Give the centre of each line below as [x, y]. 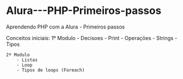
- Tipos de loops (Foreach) [51, 70]
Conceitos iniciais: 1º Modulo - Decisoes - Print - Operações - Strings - [92, 38]
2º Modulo [18, 55]
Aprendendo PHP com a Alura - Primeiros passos [65, 27]
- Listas [27, 60]
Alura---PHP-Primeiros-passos [84, 11]
